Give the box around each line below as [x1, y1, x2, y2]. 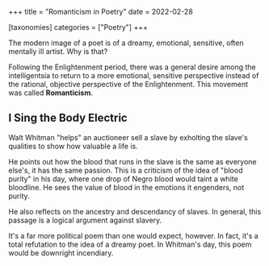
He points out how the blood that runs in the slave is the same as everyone [8, 156, 257, 166]
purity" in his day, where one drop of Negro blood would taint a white [8, 173, 238, 184]
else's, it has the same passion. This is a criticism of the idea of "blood [8, 165, 243, 175]
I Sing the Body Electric [8, 111, 128, 125]
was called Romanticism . [8, 88, 93, 98]
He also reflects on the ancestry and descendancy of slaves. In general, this [8, 206, 262, 216]
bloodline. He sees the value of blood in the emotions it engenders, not [8, 182, 245, 192]
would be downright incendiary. [8, 247, 114, 257]
